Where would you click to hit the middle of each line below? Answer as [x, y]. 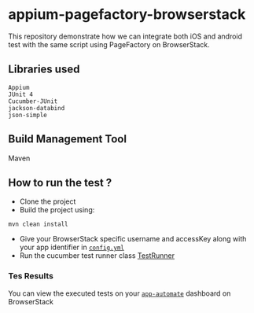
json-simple [28, 115]
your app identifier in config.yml [72, 247]
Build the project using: [57, 210]
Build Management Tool [68, 139]
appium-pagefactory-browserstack [127, 15]
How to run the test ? [60, 182]
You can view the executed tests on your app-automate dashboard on [120, 293]
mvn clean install [38, 225]
